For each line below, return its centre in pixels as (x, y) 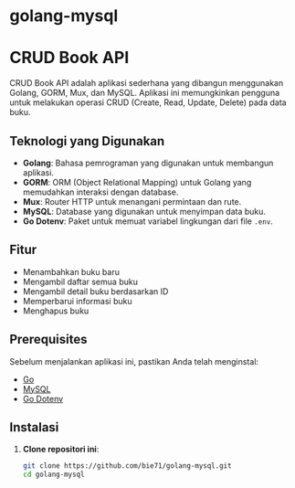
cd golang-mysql (53, 475)
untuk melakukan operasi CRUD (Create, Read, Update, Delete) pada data (148, 102)
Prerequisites (48, 339)
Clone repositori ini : (61, 450)
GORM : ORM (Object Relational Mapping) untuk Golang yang (137, 182)
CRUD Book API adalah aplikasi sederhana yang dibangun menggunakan (147, 83)
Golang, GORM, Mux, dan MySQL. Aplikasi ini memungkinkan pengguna (145, 93)
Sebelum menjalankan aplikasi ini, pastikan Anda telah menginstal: (134, 361)
